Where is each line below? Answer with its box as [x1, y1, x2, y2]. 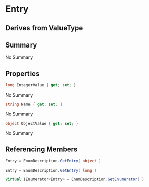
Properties [5, 69, 40, 78]
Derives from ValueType [5, 24, 83, 32]
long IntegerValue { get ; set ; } [5, 83, 76, 88]
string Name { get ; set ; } [5, 102, 63, 107]
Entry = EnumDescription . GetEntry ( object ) [5, 158, 101, 163]
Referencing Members [5, 145, 78, 154]
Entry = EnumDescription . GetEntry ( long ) [5, 168, 97, 173]
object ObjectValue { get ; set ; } [5, 121, 79, 126]
